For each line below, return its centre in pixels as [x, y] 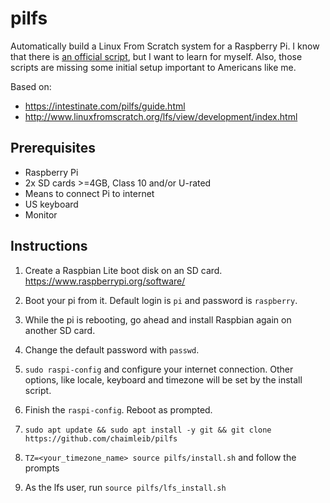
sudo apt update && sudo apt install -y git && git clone [148, 430]
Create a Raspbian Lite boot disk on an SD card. [123, 270]
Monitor [41, 214]
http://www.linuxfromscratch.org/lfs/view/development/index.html [161, 116]
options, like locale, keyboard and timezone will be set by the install [163, 379]
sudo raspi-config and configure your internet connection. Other [159, 369]
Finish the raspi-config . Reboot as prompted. [118, 409]
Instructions [49, 246]
